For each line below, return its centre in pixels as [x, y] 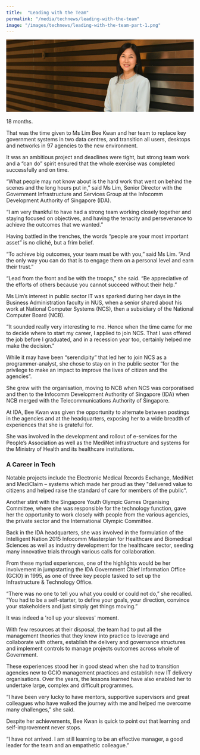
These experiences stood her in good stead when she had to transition [93, 666]
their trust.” [20, 267]
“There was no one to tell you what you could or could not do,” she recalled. [99, 593]
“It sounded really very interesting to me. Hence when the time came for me [99, 327]
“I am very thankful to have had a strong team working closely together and [99, 212]
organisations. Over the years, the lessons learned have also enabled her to [99, 679]
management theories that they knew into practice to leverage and [88, 636]
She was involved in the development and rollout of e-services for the [92, 437]
